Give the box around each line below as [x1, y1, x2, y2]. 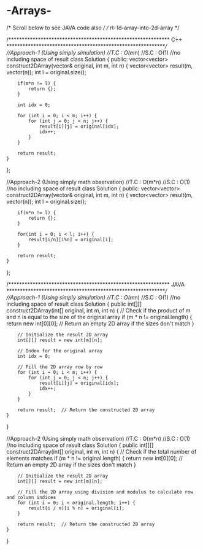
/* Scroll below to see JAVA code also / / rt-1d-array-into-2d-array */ [6, 24, 180, 31]
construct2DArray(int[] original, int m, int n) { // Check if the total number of [6, 447, 197, 455]
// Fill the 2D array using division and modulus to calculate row [17, 489, 193, 495]
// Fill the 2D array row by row [17, 363, 103, 370]
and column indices [6, 494, 56, 500]
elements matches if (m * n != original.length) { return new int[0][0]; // [6, 454, 183, 462]
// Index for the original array [17, 347, 103, 354]
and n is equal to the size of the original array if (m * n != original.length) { [6, 313, 193, 320]
